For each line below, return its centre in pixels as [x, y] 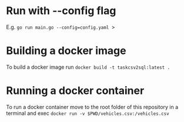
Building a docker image [66, 51]
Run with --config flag [61, 11]
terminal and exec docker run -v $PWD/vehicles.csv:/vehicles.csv [88, 113]
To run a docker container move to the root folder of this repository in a [92, 107]
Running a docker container [75, 91]
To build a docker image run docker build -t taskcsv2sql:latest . [88, 67]
